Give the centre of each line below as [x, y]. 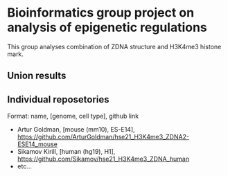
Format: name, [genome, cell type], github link [73, 116]
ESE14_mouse [37, 144]
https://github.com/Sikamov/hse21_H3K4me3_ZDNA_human [103, 159]
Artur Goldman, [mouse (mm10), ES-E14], [76, 130]
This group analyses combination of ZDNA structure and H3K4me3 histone [114, 46]
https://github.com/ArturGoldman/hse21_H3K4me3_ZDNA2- [103, 137]
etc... [25, 166]
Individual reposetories [58, 99]
